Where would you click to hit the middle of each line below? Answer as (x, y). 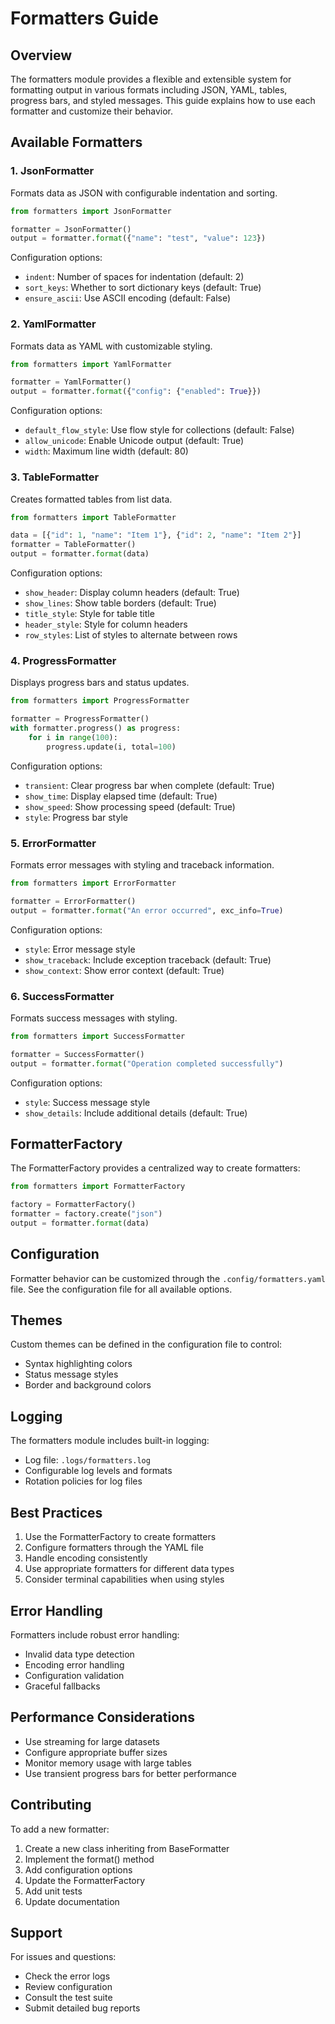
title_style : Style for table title (89, 614)
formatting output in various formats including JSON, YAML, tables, (149, 90)
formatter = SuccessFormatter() (77, 1054)
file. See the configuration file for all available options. (121, 1289)
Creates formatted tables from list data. (91, 499)
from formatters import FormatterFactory (98, 1187)
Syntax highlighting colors (78, 1364)
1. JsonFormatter (52, 171)
